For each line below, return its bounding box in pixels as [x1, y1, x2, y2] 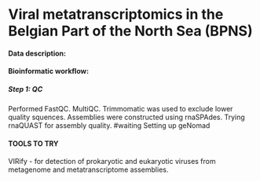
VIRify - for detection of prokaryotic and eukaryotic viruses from [8, 156, 216, 166]
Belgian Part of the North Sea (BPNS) [8, 22, 253, 40]
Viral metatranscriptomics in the [8, 5, 224, 24]
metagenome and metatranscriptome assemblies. [8, 165, 169, 174]
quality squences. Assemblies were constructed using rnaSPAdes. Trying [8, 112, 245, 122]
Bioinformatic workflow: [8, 67, 89, 76]
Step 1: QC [8, 84, 43, 93]
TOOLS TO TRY [8, 139, 59, 148]
